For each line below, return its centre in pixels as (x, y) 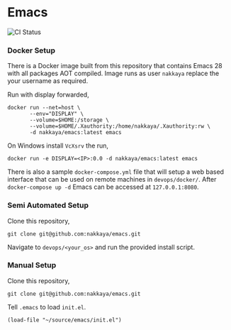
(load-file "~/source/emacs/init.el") (64, 320)
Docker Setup (31, 50)
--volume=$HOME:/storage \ (69, 120)
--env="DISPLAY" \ (56, 114)
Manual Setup (32, 265)
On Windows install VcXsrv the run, (58, 145)
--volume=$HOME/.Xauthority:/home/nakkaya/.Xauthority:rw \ (120, 126)
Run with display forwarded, (49, 95)
